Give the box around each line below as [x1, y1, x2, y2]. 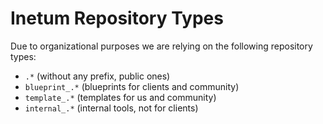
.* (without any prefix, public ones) [24, 70, 171, 82]
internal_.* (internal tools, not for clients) [24, 102, 199, 114]
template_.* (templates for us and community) [24, 91, 217, 103]
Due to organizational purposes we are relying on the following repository [10, 40, 313, 52]
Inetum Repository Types [10, 7, 224, 30]
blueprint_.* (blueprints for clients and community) [24, 80, 240, 92]
